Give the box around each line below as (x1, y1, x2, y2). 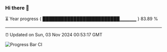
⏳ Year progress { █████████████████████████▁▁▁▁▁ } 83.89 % (5, 16, 158, 22)
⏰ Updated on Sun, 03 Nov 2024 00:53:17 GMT (5, 32, 103, 38)
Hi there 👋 (5, 4, 30, 11)
